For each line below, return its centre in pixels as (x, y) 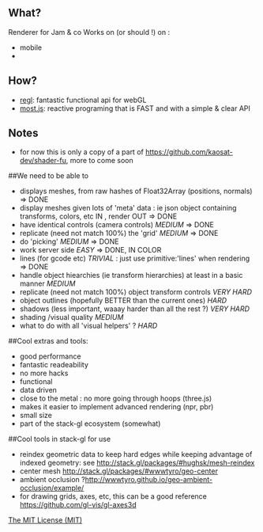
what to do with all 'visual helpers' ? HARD (88, 326)
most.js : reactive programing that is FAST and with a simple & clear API (135, 108)
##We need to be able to (49, 176)
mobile (30, 47)
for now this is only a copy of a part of (81, 152)
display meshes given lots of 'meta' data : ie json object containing (128, 208)
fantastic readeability (54, 365)
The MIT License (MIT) (45, 520)
